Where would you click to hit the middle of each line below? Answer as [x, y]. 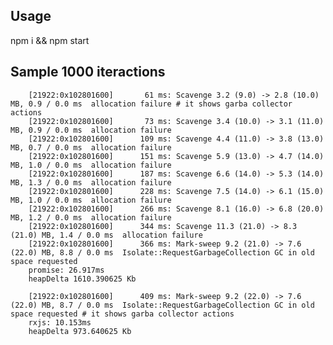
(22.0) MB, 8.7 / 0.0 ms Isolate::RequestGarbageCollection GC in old [162, 305]
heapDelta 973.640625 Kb [80, 331]
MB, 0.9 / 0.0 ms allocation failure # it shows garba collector [151, 104]
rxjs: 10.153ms [60, 322]
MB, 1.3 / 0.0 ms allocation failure [91, 182]
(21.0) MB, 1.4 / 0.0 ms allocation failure [106, 235]
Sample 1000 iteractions [88, 72]
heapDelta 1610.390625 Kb [82, 279]
